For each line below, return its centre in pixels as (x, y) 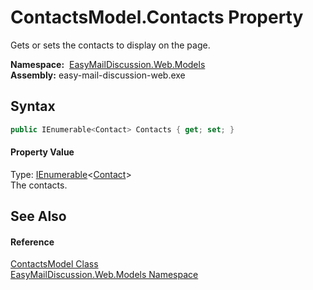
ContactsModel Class (54, 264)
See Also (38, 216)
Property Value (42, 152)
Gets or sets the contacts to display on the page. (110, 45)
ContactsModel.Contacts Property (157, 17)
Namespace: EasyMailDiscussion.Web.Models (108, 64)
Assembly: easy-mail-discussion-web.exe (98, 75)
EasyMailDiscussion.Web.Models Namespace (104, 275)
